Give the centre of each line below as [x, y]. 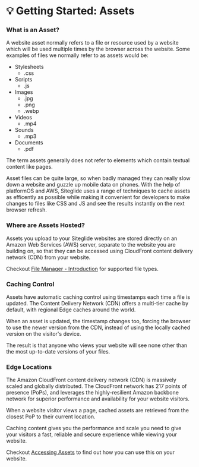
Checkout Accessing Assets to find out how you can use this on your [91, 452]
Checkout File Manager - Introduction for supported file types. [82, 269]
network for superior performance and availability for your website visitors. [98, 399]
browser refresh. [27, 210]
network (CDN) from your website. [48, 257]
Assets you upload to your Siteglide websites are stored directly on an [92, 238]
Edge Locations [29, 367]
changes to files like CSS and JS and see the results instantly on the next [95, 204]
